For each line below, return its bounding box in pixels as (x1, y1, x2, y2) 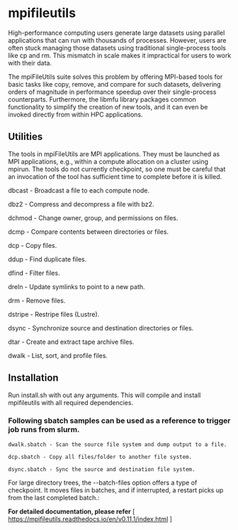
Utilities (8, 131, 43, 143)
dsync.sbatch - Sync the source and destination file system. (8, 465, 195, 473)
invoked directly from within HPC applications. (8, 110, 143, 119)
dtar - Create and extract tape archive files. (8, 337, 135, 346)
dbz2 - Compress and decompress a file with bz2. (8, 200, 154, 208)
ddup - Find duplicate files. (8, 254, 87, 264)
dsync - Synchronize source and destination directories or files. (8, 323, 194, 332)
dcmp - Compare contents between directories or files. (8, 227, 169, 236)
